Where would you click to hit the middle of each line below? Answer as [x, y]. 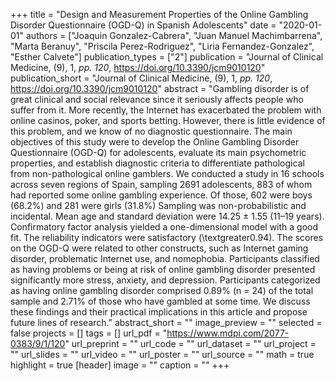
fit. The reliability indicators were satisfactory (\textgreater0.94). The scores [167, 237]
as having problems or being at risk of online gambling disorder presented [163, 269]
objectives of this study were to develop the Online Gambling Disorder [155, 142]
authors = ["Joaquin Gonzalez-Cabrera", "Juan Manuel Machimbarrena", [174, 35]
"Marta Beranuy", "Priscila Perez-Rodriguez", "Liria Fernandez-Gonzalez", [162, 46]
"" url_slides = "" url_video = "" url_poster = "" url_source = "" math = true [162, 354]
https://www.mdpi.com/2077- [228, 333]
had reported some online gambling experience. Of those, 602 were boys [161, 195]
